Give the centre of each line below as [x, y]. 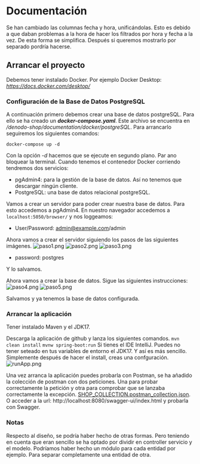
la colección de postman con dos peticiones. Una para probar [82, 382]
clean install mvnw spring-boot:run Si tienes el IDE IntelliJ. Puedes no [93, 345]
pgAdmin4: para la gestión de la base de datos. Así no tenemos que [98, 180]
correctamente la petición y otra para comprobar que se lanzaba [86, 388]
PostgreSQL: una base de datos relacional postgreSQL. [82, 193]
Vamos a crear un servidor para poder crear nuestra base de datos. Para [96, 204]
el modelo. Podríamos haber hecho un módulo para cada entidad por [91, 448]
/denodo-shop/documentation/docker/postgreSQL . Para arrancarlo [89, 127]
